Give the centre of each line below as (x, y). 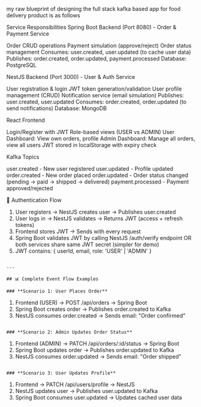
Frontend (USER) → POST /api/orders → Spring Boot (81, 303)
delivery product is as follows (43, 15)
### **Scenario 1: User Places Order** (57, 291)
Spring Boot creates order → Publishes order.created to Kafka (93, 309)
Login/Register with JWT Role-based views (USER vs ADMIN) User (90, 132)
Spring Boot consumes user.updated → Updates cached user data (98, 398)
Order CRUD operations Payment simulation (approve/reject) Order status (99, 46)
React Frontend (26, 120)
